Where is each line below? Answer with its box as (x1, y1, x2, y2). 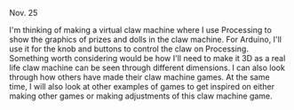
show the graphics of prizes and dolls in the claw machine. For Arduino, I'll (9, 35, 282, 44)
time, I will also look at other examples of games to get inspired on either (9, 82, 275, 91)
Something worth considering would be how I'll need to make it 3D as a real (9, 53, 286, 63)
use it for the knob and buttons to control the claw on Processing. (9, 43, 249, 54)
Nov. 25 (9, 8, 38, 18)
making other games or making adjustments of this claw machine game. (9, 90, 273, 101)
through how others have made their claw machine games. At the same (9, 72, 270, 82)
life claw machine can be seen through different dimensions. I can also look (9, 62, 286, 73)
